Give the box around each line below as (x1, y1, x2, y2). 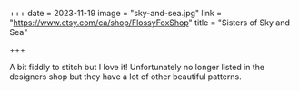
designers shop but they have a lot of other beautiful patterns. (9, 71, 243, 82)
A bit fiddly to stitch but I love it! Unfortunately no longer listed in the (9, 62, 265, 72)
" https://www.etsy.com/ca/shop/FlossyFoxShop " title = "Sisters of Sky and (9, 17, 291, 28)
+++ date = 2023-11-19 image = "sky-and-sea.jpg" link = (9, 8, 223, 18)
